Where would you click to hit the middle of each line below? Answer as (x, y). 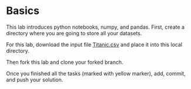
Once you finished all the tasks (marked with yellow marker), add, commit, (96, 73)
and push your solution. (35, 80)
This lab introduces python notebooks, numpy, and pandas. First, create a (95, 27)
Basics (23, 11)
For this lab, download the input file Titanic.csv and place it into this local (94, 44)
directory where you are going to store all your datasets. (74, 33)
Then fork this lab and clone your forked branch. (65, 62)
